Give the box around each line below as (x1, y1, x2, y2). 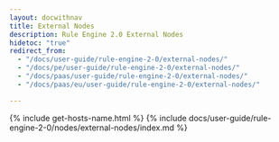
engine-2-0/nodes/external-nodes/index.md (9, 122, 174, 133)
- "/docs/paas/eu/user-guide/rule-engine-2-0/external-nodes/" (17, 80, 260, 89)
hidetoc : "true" (9, 38, 70, 48)
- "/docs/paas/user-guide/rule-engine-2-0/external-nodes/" (17, 72, 248, 81)
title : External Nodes (9, 22, 95, 31)
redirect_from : (9, 47, 67, 56)
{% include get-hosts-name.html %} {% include (9, 112, 187, 123)
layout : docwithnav (9, 13, 83, 22)
